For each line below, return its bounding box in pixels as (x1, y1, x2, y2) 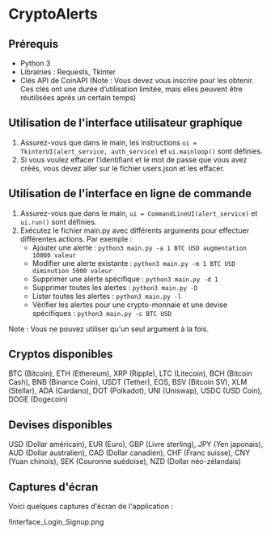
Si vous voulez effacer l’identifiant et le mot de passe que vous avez (19, 154, 248, 164)
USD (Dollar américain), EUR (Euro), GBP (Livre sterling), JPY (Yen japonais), (8, 440, 264, 449)
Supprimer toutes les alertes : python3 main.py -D (32, 282, 198, 292)
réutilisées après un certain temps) (19, 93, 137, 102)
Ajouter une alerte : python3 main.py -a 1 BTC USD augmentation (32, 242, 247, 252)
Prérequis (8, 37, 59, 51)
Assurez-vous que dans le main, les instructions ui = (19, 137, 197, 147)
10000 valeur (32, 251, 77, 259)
